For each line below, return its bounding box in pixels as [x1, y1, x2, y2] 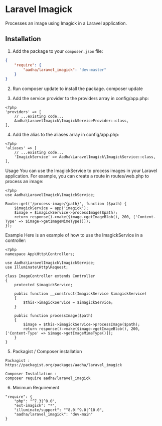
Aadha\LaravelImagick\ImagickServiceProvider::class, [14, 118, 129, 124]
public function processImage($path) [14, 313, 93, 318]
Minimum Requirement [12, 385, 59, 391]
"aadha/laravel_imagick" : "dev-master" [23, 67, 107, 72]
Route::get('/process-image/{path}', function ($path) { [5, 201, 127, 207]
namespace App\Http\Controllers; [5, 251, 75, 257]
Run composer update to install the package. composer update [12, 86, 143, 92]
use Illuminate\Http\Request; [5, 265, 69, 270]
